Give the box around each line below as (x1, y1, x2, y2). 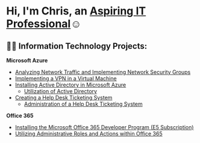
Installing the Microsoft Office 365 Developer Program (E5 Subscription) (14, 124, 194, 130)
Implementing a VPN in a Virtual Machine (14, 75, 117, 82)
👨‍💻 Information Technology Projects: (6, 41, 148, 51)
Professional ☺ (6, 17, 82, 31)
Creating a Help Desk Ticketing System (14, 94, 113, 101)
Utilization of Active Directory (23, 88, 98, 94)
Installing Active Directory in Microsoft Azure (14, 81, 127, 88)
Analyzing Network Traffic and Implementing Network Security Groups (14, 68, 191, 76)
